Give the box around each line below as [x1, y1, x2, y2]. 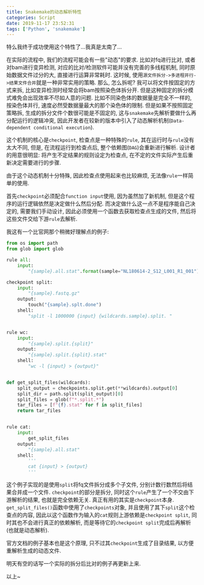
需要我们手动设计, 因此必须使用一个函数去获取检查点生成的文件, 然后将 [19, 208, 196, 215]
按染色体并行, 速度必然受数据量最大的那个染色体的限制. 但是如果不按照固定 [6, 101, 193, 109]
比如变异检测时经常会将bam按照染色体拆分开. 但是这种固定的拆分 [25, 86, 188, 94]
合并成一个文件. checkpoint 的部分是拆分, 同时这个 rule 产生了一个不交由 [11, 488, 189, 496]
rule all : [6, 257, 32, 263]
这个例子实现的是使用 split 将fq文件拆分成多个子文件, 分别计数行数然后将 [6, 481, 188, 488]
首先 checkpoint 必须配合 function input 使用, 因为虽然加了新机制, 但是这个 [6, 193, 189, 200]
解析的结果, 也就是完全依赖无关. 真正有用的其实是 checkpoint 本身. [11, 496, 174, 503]
